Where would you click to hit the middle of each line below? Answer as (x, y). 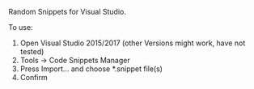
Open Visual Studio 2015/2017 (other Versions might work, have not (133, 43)
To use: (21, 27)
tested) (32, 51)
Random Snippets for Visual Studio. (68, 12)
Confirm (34, 77)
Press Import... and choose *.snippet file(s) (91, 69)
